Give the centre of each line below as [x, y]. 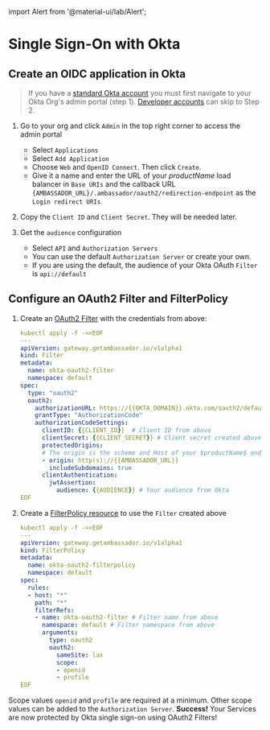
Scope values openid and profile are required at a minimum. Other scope [130, 700]
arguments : [60, 633]
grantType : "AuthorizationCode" [89, 415]
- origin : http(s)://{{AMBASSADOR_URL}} [110, 460]
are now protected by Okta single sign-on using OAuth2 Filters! [113, 718]
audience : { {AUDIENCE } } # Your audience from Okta [143, 490]
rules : [39, 588]
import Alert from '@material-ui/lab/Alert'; [78, 12]
